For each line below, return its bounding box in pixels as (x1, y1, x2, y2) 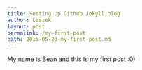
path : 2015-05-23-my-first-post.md (7, 36, 111, 43)
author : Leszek (7, 17, 52, 24)
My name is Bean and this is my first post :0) (7, 55, 136, 63)
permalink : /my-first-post (7, 29, 86, 37)
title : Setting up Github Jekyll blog (7, 10, 120, 17)
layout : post (7, 23, 45, 30)
